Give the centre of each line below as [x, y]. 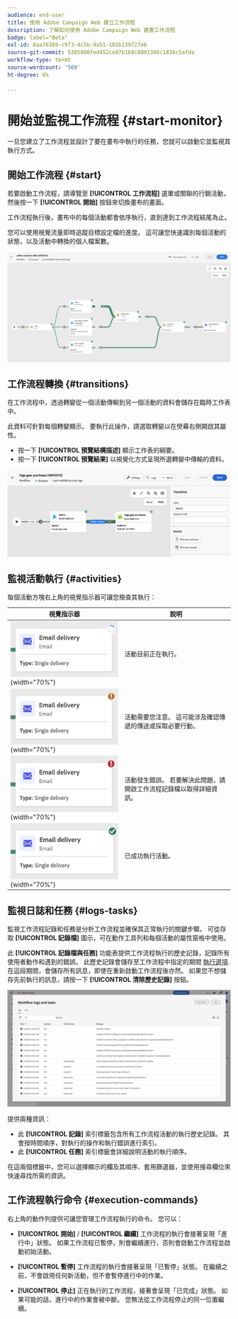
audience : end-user [36, 15]
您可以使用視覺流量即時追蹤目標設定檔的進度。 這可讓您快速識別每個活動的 [117, 232]
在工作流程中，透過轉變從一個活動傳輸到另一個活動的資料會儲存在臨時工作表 [119, 403]
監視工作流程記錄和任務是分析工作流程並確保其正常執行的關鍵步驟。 [107, 929]
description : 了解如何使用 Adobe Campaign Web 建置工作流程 [91, 30]
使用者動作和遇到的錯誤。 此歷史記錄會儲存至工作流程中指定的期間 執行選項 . [119, 961]
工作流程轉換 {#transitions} [68, 384]
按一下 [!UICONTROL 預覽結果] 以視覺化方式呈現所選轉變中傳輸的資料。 [123, 459]
